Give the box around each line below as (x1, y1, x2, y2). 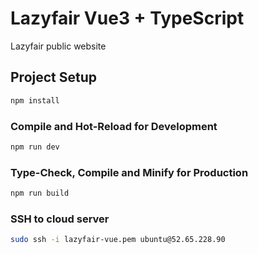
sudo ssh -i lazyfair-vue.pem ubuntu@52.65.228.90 (10, 235, 226, 245)
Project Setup (10, 69, 98, 86)
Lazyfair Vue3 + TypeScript (10, 7, 245, 30)
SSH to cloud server (10, 212, 110, 226)
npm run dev (10, 142, 60, 152)
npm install (10, 95, 60, 106)
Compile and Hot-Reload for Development (10, 119, 218, 133)
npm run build (10, 188, 70, 199)
